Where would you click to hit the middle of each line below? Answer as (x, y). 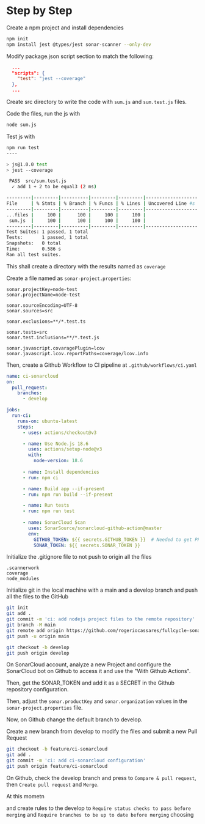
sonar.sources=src (30, 311)
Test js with (21, 136)
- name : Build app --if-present (63, 489)
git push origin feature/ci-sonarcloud (57, 767)
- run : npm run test (49, 511)
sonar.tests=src (27, 332)
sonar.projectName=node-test (43, 295)
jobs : (13, 410)
